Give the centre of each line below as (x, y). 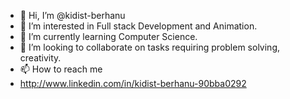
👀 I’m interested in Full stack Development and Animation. (138, 26)
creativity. (40, 58)
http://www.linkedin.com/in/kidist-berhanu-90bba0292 (133, 83)
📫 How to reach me (61, 69)
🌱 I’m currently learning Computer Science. (108, 36)
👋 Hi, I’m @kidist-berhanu (72, 15)
